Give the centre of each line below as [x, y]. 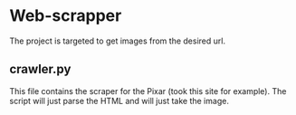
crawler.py [40, 69]
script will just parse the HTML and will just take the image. [119, 101]
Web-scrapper [66, 16]
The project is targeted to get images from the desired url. [118, 41]
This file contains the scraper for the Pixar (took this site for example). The [148, 91]
